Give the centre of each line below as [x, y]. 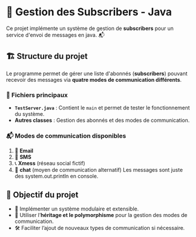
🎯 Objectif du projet [42, 194]
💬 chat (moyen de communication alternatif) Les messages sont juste [99, 170]
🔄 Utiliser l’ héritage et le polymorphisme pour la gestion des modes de [101, 215]
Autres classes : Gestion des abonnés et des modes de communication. [102, 121]
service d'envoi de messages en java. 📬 [55, 35]
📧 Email [24, 151]
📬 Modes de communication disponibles [66, 136]
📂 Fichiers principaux [37, 95]
